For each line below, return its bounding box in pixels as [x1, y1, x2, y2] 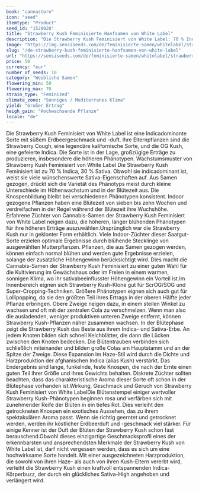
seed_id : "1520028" [6, 25, 54, 31]
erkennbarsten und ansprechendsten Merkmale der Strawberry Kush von [6, 439, 185, 446]
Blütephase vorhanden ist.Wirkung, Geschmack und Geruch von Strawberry [6, 382, 192, 390]
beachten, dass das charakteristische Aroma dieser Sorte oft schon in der [6, 376, 187, 383]
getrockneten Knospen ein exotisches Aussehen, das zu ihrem [6, 407, 159, 415]
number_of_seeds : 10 [6, 69, 57, 75]
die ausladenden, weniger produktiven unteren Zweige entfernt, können [6, 313, 181, 320]
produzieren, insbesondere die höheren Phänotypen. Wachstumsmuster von [6, 155, 192, 162]
